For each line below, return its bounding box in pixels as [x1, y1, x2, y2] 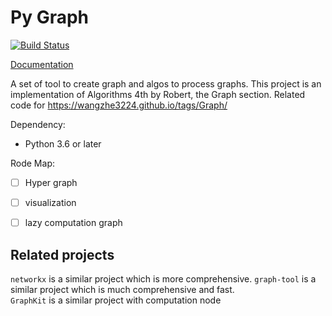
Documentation [10, 58, 74, 70]
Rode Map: [10, 157, 55, 169]
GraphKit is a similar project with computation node [10, 294, 222, 306]
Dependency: [10, 118, 66, 130]
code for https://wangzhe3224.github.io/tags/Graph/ [10, 99, 228, 111]
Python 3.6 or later [24, 137, 102, 150]
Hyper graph [24, 176, 78, 188]
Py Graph [10, 6, 90, 29]
